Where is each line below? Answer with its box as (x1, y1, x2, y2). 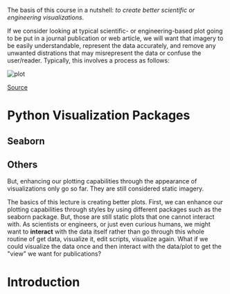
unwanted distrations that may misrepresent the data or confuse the (7, 49, 202, 57)
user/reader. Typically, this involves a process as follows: (7, 56, 170, 65)
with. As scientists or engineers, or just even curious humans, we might (7, 220, 211, 229)
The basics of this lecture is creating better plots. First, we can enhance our (7, 198, 223, 206)
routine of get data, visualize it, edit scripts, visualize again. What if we (7, 235, 209, 243)
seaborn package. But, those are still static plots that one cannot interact (7, 213, 215, 221)
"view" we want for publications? (7, 250, 102, 258)
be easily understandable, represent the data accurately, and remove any (7, 42, 216, 49)
